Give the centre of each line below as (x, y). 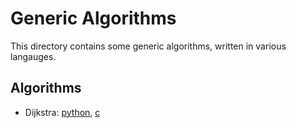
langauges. (33, 56)
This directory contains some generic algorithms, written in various (148, 46)
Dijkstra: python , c (62, 112)
